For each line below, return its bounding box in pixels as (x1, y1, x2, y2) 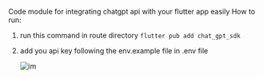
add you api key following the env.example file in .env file (19, 46, 209, 55)
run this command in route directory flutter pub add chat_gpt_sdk (19, 31, 241, 40)
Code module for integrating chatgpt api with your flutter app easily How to (8, 7, 256, 16)
